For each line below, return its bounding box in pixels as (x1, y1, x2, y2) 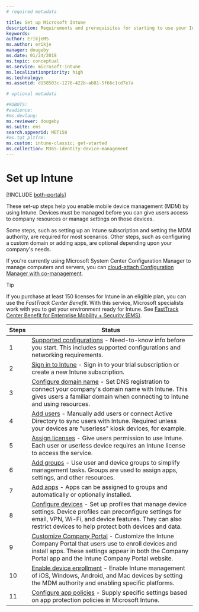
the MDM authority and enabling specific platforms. (31, 579, 175, 587)
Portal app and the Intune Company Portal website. (31, 554, 174, 562)
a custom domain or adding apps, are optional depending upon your (6, 239, 172, 247)
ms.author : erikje (6, 42, 52, 48)
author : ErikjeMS (6, 36, 49, 42)
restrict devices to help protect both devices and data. (31, 522, 182, 531)
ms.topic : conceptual (6, 58, 60, 64)
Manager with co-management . (6, 270, 84, 277)
